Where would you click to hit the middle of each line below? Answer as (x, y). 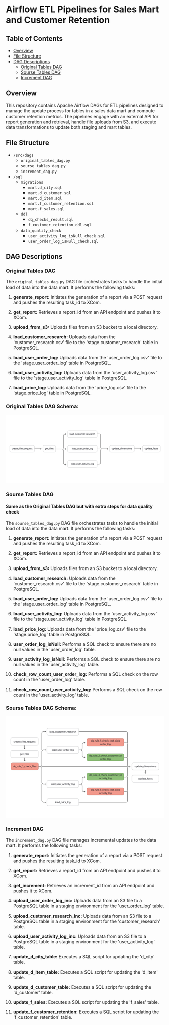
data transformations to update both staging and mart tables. (69, 127)
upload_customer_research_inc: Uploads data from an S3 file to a (82, 916)
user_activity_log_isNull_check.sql (66, 236)
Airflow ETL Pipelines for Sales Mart (82, 9)
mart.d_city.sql (45, 188)
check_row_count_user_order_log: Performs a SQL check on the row (86, 674)
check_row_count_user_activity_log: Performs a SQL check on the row (88, 690)
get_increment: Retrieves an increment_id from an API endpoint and (84, 885)
